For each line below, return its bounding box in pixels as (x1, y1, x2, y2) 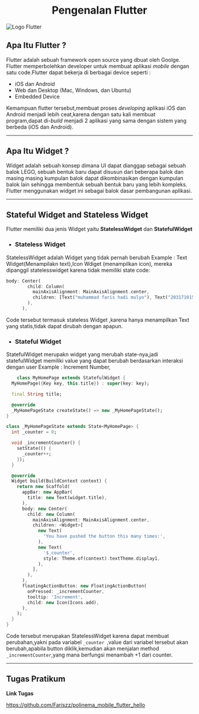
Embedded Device (14, 93, 60, 100)
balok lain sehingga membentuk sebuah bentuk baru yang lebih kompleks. (6, 180, 188, 188)
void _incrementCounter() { (11, 440, 81, 446)
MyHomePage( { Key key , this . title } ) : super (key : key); (11, 380, 150, 386)
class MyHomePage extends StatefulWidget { (17, 375, 126, 381)
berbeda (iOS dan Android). (6, 123, 74, 131)
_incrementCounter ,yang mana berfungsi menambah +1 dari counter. (6, 651, 173, 659)
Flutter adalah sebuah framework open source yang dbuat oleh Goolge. (6, 56, 181, 63)
